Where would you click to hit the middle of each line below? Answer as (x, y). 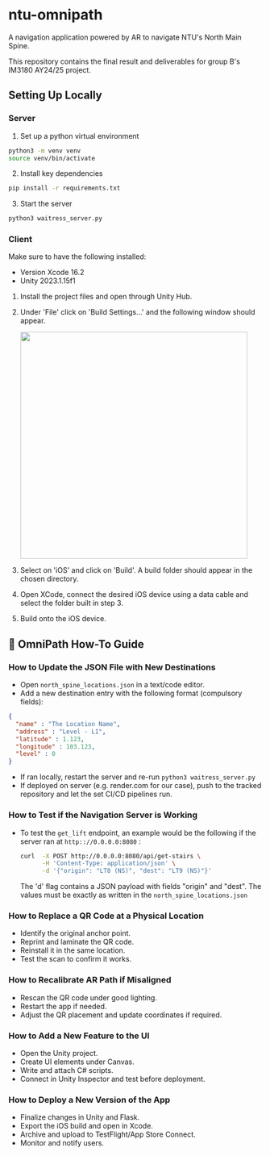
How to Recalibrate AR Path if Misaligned (90, 980)
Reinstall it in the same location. (73, 950)
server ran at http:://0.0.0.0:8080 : (80, 841)
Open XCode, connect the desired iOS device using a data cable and (134, 595)
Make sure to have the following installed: (77, 257)
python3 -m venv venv (45, 151)
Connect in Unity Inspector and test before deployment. (112, 1079)
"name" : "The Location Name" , (68, 724)
